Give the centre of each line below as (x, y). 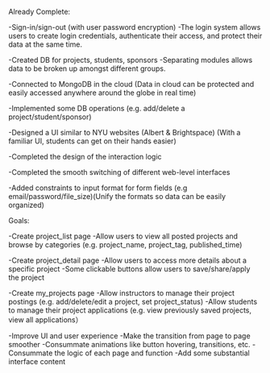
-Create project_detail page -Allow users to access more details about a (128, 260)
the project (27, 278)
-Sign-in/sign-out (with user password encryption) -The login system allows (135, 27)
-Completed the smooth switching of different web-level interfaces (119, 172)
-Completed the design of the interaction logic (85, 157)
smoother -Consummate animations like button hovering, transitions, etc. (130, 344)
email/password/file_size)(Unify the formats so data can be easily (117, 196)
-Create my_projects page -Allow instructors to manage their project (122, 293)
